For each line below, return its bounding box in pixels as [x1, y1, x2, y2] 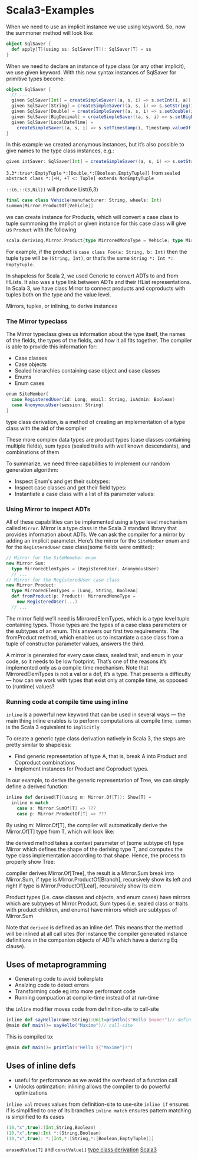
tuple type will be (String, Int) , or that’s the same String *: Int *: [6, 254, 174, 262]
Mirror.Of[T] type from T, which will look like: [6, 828, 115, 835]
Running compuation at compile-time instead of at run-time [14, 994, 159, 1001]
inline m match [11, 799, 49, 806]
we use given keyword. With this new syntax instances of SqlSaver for [6, 68, 177, 76]
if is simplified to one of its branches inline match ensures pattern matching [6, 1106, 192, 1114]
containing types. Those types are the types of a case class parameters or [6, 621, 187, 628]
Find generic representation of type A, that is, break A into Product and [14, 753, 187, 760]
